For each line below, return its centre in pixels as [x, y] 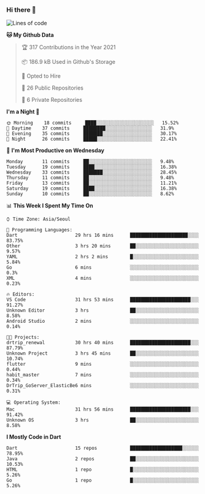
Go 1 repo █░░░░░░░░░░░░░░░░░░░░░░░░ [103, 480]
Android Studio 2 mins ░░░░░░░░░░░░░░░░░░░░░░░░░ [103, 322]
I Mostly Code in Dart [34, 437]
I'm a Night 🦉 [23, 112]
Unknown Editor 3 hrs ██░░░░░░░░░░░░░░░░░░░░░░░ [103, 311]
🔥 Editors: [21, 295]
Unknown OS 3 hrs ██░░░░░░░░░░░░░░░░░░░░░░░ [103, 420]
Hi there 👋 [21, 10]
